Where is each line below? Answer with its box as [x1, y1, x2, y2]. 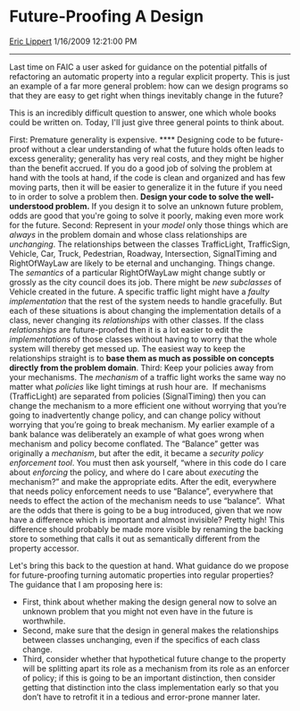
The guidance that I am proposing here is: [9, 579, 163, 589]
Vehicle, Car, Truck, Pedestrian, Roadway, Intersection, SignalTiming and [9, 248, 278, 258]
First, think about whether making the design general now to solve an [21, 597, 278, 607]
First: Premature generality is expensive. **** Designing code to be [9, 134, 256, 145]
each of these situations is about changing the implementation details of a [9, 305, 281, 316]
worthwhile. [21, 615, 66, 626]
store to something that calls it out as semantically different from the [9, 533, 261, 544]
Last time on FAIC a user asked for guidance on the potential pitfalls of [9, 61, 268, 72]
